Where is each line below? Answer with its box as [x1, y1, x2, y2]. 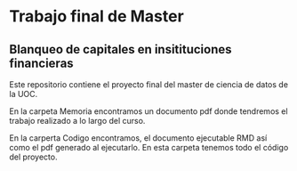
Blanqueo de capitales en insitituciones [9, 42, 233, 57]
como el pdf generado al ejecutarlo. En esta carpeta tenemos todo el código [9, 142, 289, 152]
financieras [9, 55, 74, 70]
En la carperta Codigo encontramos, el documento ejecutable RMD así [9, 133, 268, 143]
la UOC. [9, 89, 38, 99]
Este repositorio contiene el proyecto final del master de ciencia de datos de [9, 79, 289, 90]
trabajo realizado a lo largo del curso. [9, 116, 146, 126]
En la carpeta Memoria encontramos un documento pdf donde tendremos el [9, 106, 288, 117]
